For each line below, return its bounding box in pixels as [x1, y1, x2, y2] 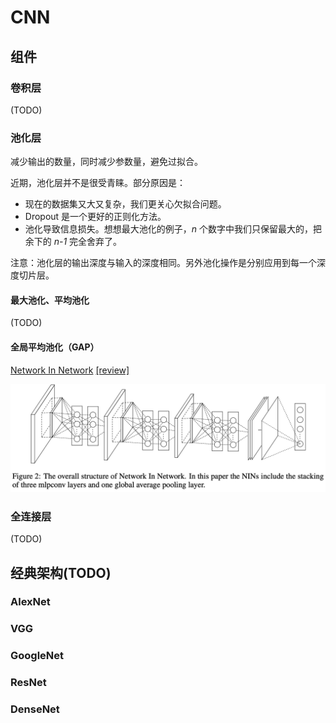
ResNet [10, 676, 47, 690]
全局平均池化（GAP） [10, 341, 100, 353]
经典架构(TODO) [10, 564, 112, 581]
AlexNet [10, 595, 51, 609]
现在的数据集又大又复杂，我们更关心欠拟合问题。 [24, 198, 227, 210]
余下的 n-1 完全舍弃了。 [24, 236, 123, 248]
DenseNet [10, 702, 60, 716]
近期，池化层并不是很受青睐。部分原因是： [10, 177, 186, 189]
